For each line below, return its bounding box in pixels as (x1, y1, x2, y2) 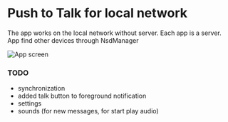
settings (17, 99, 42, 108)
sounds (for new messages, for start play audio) (17, 107, 159, 116)
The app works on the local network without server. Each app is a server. (7, 29, 222, 37)
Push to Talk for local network (7, 5, 187, 21)
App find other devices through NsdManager (7, 36, 139, 44)
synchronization (17, 84, 66, 93)
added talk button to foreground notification (17, 91, 147, 101)
